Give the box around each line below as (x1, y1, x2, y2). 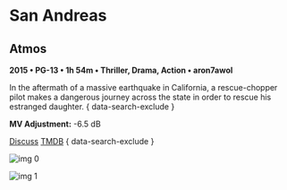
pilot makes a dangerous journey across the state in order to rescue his (9, 91, 272, 102)
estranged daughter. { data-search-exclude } (9, 101, 175, 112)
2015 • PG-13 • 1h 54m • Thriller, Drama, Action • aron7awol (9, 65, 233, 75)
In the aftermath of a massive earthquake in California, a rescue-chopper (9, 82, 278, 92)
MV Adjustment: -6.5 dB (9, 118, 101, 129)
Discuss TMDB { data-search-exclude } (9, 136, 155, 146)
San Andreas (9, 5, 107, 26)
